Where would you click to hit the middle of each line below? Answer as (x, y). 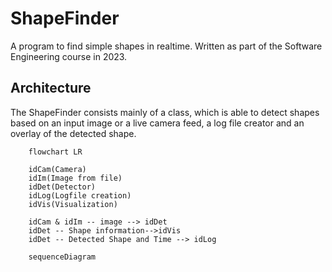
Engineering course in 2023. (69, 56)
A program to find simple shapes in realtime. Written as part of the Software (166, 46)
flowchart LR (55, 152)
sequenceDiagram (62, 257)
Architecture (51, 88)
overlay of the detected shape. (73, 133)
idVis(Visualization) (73, 204)
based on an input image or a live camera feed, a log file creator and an (157, 123)
